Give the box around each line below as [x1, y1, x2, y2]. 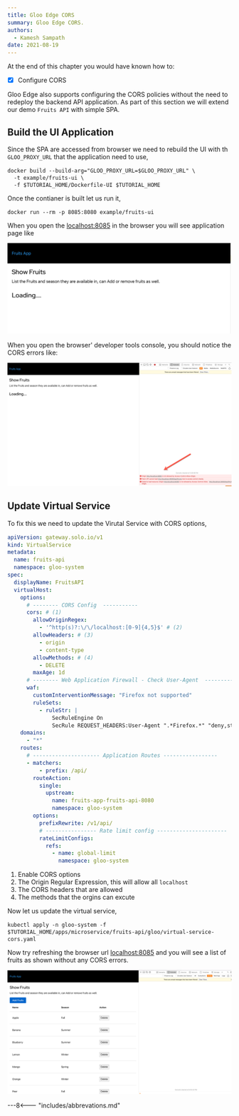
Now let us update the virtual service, [7, 907, 117, 915]
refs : [45, 842, 62, 849]
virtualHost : [14, 586, 53, 594]
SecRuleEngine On [52, 714, 103, 721]
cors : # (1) [26, 609, 62, 617]
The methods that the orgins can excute [17, 893, 135, 902]
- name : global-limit [52, 850, 116, 857]
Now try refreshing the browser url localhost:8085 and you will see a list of [7, 948, 226, 957]
